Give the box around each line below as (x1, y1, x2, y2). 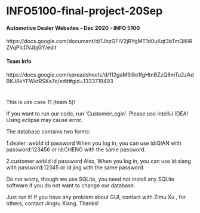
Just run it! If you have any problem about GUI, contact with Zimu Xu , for (6, 193, 186, 200)
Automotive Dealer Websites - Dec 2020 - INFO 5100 (6, 24, 140, 31)
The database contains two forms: (6, 127, 91, 135)
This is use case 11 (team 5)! (6, 98, 76, 105)
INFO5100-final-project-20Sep (6, 4, 163, 18)
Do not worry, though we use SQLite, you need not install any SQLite (6, 175, 175, 182)
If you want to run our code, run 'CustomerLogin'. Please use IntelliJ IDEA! (6, 109, 189, 117)
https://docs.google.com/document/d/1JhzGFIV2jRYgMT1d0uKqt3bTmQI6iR (6, 38, 193, 45)
